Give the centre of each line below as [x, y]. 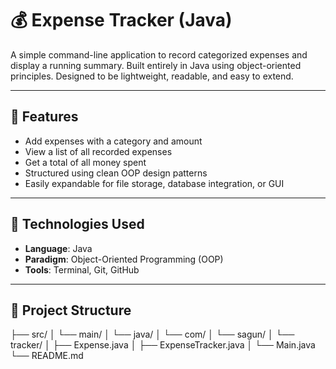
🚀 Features [44, 117]
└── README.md [47, 356]
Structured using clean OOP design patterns [116, 173]
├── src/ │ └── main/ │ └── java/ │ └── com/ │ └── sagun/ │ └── [152, 334]
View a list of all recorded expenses [98, 151]
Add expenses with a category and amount [113, 141]
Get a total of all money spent [85, 162]
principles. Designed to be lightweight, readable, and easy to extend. [152, 76]
